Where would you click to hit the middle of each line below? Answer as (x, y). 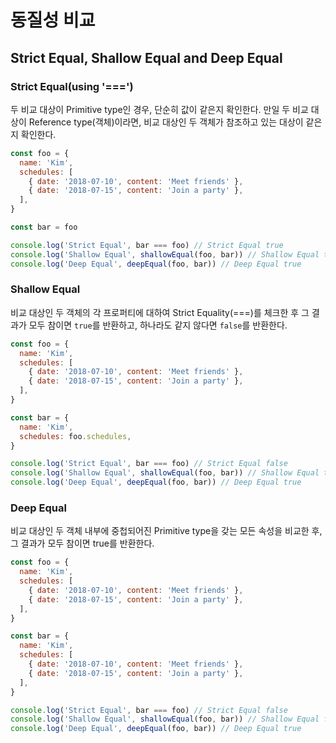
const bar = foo (44, 227)
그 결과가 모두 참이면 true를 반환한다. (82, 543)
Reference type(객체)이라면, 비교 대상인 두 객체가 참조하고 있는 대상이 (166, 122)
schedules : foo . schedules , (75, 436)
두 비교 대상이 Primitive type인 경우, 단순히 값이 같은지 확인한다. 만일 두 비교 (159, 109)
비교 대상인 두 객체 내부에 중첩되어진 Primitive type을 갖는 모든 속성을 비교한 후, (166, 531)
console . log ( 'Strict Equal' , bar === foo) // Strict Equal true (147, 245)
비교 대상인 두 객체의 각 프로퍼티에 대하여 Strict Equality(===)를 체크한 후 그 (160, 312)
